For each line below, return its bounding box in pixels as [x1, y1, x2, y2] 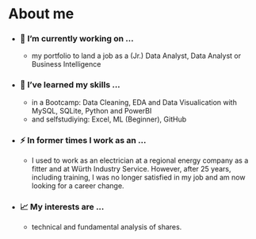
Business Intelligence [31, 60, 101, 69]
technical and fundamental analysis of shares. [31, 222, 182, 232]
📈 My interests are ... [19, 202, 105, 212]
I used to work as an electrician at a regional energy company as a [31, 156, 249, 165]
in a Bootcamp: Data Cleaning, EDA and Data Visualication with [31, 97, 238, 107]
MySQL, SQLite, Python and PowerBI [31, 106, 152, 115]
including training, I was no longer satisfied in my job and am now [31, 172, 246, 183]
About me [8, 5, 75, 23]
